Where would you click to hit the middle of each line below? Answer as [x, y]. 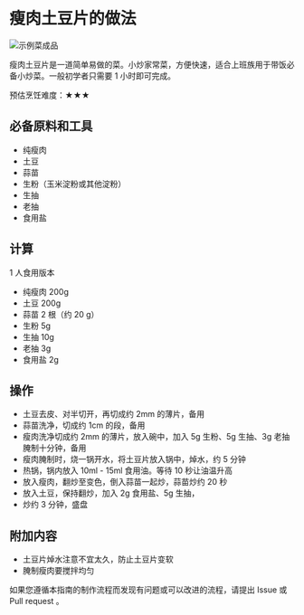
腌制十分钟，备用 [54, 448]
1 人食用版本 [32, 272]
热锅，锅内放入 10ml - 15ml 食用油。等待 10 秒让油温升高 [128, 470]
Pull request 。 [37, 601]
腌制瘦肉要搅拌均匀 [58, 571]
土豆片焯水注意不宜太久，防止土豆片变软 [98, 559]
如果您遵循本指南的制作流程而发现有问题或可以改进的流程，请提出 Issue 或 [148, 590]
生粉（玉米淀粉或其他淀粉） [74, 184]
